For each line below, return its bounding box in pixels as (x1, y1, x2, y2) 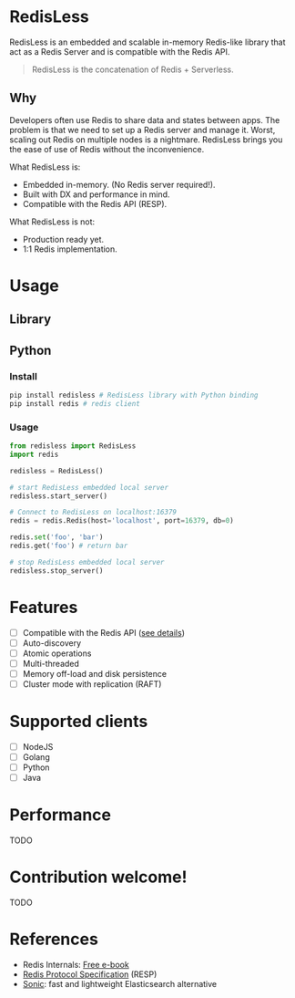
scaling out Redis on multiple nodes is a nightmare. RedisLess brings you (9, 134, 283, 145)
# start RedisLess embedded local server (9, 483, 169, 492)
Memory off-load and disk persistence (22, 668, 167, 679)
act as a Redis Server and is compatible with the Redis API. (9, 46, 230, 57)
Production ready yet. (22, 234, 105, 244)
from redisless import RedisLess (9, 442, 137, 451)
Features (9, 597, 78, 618)
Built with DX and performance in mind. (22, 189, 170, 200)
